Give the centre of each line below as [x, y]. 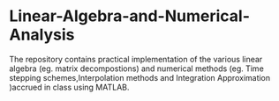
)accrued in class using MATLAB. [69, 87]
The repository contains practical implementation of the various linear [136, 59]
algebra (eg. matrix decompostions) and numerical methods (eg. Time [137, 69]
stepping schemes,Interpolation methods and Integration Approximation [140, 77]
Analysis [42, 35]
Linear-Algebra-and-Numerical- [129, 16]
